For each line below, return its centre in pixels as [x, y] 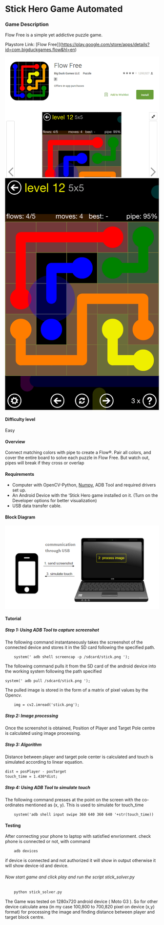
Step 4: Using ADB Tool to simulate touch [48, 787]
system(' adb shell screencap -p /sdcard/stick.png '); [72, 657]
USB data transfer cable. [37, 506]
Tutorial [13, 618]
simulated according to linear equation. [44, 762]
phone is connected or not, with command [48, 842]
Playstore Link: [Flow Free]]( [33, 45]
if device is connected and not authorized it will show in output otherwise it [81, 861]
